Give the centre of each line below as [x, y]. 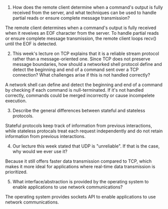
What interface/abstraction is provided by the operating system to [80, 182]
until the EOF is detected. [31, 44]
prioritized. [16, 172]
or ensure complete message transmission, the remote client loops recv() [81, 38]
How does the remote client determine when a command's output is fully [88, 7]
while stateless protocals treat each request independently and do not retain [84, 131]
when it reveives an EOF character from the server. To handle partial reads [82, 33]
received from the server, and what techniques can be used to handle [84, 13]
